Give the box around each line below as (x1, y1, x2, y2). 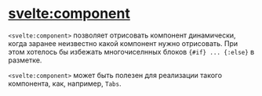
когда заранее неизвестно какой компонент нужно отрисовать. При (8, 38, 238, 48)
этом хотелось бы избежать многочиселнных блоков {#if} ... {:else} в (8, 47, 255, 56)
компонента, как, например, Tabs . (8, 79, 122, 88)
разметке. (8, 55, 42, 65)
